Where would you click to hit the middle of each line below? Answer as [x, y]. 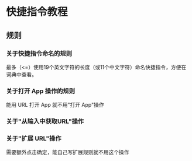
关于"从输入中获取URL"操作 [45, 121]
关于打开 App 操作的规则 [40, 91]
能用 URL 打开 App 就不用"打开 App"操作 [55, 105]
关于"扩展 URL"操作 [34, 139]
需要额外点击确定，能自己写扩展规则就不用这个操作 [68, 152]
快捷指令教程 [37, 12]
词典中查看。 [21, 74]
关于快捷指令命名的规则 [39, 53]
